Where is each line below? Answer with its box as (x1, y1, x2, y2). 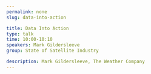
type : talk (6, 31, 34, 37)
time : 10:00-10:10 (6, 37, 53, 43)
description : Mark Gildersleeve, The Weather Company (6, 58, 146, 64)
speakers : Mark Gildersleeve (6, 42, 80, 48)
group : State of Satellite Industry (6, 48, 99, 54)
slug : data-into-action (6, 14, 67, 20)
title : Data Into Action (6, 25, 69, 31)
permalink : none (6, 8, 47, 15)
